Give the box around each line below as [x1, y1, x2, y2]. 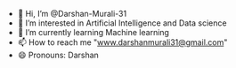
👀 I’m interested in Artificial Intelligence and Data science [17, 18, 227, 28]
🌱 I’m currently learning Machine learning [17, 27, 169, 37]
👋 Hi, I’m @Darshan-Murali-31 [17, 9, 127, 19]
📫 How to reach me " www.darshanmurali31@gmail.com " [17, 37, 228, 48]
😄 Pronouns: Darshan [17, 49, 100, 60]
